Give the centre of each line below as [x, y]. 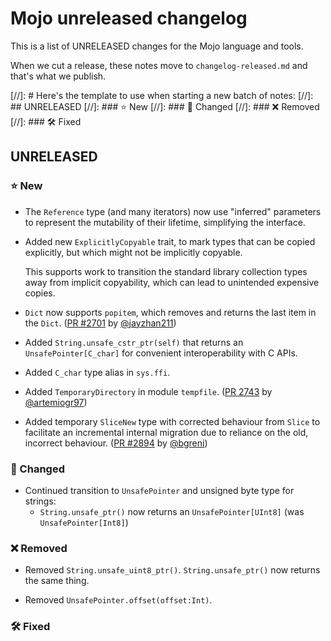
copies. [40, 293]
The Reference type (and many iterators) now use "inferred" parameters [173, 211]
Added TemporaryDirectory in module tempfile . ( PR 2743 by [148, 391]
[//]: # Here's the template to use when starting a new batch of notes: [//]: [162, 95]
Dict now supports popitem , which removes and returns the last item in [170, 312]
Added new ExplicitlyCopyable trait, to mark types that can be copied [170, 241]
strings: [40, 501]
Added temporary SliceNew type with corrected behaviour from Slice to [172, 421]
